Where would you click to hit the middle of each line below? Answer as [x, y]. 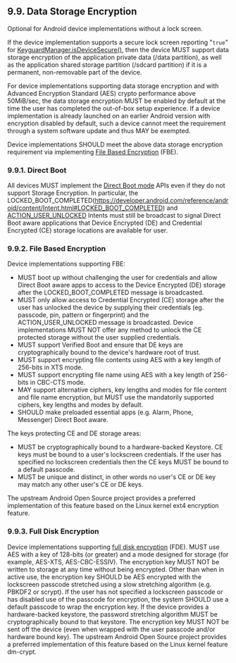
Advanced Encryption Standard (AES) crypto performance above [101, 93]
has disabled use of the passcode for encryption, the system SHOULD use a [118, 599]
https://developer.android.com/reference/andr [162, 201]
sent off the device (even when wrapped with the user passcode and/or [112, 629]
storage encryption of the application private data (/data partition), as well [114, 57]
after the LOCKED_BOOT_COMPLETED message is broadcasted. [111, 292]
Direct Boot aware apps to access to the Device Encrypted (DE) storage [122, 285]
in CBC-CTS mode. [58, 383]
